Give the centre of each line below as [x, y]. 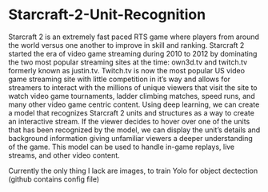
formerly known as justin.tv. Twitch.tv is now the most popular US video [127, 70]
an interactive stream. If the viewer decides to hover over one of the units [129, 121]
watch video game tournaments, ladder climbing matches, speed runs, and [132, 96]
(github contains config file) [54, 179]
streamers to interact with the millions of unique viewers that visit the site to [133, 87]
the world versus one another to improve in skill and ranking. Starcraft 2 [126, 45]
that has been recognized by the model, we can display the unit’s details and [134, 130]
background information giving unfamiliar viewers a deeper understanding [131, 138]
